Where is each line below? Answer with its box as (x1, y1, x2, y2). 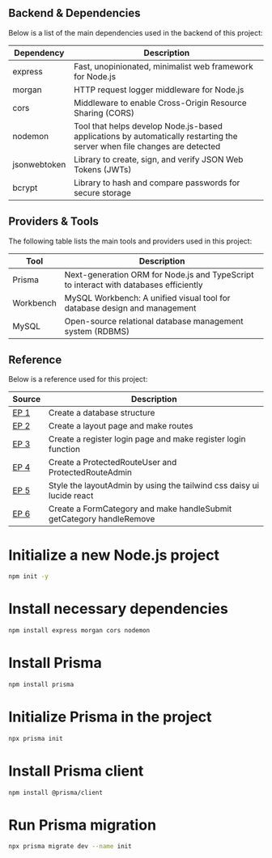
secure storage (74, 187, 132, 198)
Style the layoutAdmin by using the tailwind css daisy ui (48, 480, 260, 492)
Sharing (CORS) (74, 107, 135, 118)
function (48, 444, 81, 455)
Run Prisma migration (8, 816, 156, 834)
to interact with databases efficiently (64, 279, 204, 290)
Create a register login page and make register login (48, 433, 246, 445)
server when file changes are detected (74, 141, 221, 152)
